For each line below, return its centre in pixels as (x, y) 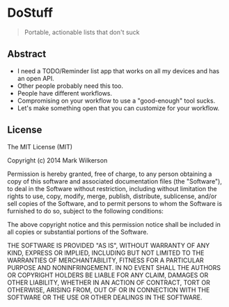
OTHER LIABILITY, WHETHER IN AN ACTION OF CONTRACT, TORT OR (109, 282)
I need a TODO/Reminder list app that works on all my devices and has (118, 70)
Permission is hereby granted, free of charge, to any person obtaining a (110, 174)
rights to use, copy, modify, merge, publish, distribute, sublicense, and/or (112, 196)
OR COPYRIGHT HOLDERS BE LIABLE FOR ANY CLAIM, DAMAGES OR (108, 275)
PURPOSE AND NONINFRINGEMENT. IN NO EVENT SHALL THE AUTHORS (114, 267)
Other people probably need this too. (70, 86)
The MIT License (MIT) (40, 147)
